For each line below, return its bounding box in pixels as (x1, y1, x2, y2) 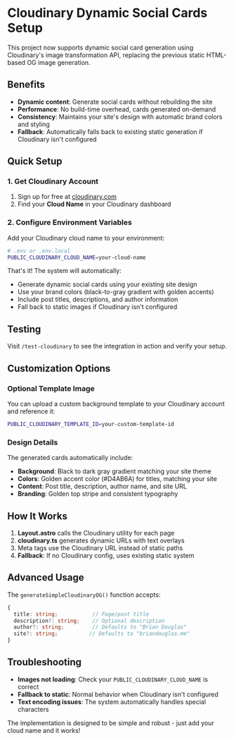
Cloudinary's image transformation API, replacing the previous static (7, 51, 205, 59)
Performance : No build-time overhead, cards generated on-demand (17, 104, 216, 114)
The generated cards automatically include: (7, 454, 134, 462)
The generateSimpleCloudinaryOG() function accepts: (7, 590, 161, 599)
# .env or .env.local (7, 247, 71, 255)
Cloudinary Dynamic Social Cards (7, 5, 208, 21)
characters (17, 705, 49, 713)
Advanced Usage (7, 571, 84, 583)
